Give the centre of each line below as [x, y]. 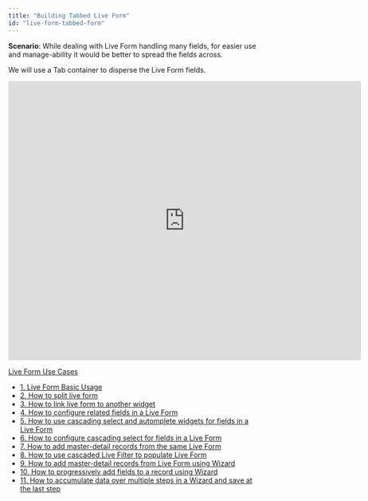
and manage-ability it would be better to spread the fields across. [115, 54]
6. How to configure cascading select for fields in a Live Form [121, 438]
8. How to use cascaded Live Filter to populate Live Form [113, 455]
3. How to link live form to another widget [88, 404]
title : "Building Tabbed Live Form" [69, 16]
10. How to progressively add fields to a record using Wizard [119, 471]
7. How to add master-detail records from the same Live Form [120, 446]
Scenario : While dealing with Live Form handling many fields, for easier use [132, 45]
